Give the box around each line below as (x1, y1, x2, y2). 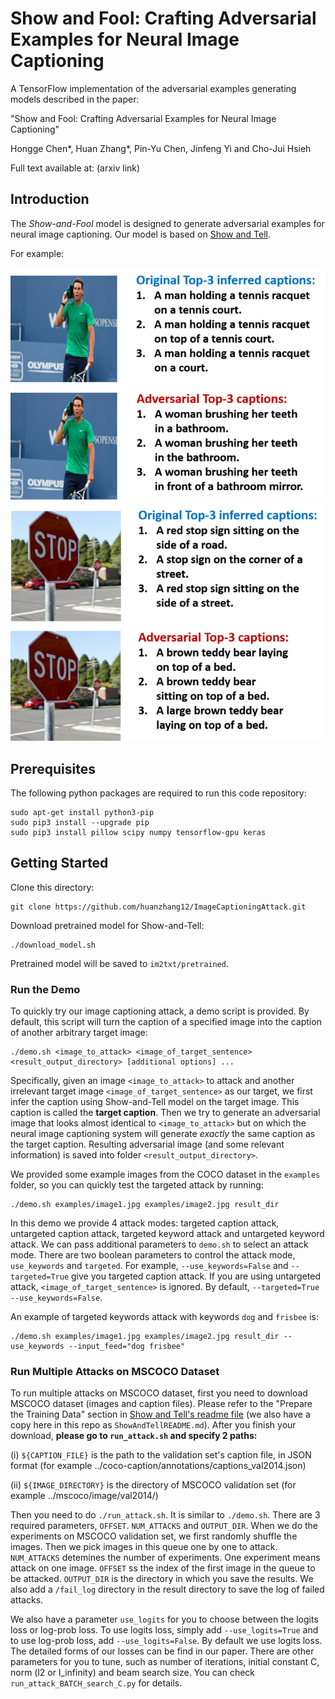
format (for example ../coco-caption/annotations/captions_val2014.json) (10, 1460, 307, 1472)
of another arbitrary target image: (10, 1027, 148, 1039)
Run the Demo (10, 982, 81, 996)
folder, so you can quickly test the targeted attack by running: (10, 1179, 264, 1191)
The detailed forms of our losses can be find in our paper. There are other (10, 1645, 315, 1657)
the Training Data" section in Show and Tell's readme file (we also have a (10, 1408, 311, 1421)
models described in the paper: (10, 93, 140, 105)
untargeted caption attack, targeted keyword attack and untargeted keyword (10, 1228, 325, 1240)
